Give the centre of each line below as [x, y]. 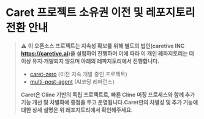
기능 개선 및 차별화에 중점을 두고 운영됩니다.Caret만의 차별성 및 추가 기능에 [109, 102]
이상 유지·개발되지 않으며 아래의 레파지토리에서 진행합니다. [90, 61]
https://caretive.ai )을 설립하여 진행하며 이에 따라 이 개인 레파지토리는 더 [107, 53]
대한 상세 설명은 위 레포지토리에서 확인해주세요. [77, 110]
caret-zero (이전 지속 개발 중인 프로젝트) [79, 74]
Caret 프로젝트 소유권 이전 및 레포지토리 [100, 13]
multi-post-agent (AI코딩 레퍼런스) [72, 81]
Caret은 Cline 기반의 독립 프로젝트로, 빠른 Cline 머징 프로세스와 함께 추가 [108, 95]
